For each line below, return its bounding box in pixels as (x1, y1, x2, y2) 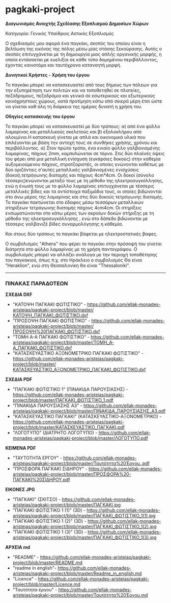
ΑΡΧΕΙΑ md (5, 544, 31, 550)
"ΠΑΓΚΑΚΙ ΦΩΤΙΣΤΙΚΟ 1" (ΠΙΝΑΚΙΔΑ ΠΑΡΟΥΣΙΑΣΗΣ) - (12, 387, 128, 393)
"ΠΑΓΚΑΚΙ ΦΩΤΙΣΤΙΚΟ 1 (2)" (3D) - (12, 518, 87, 524)
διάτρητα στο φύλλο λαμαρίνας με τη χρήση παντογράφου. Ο (5, 246, 137, 252)
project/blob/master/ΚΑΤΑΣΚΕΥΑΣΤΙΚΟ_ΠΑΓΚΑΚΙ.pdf (12, 424, 125, 430)
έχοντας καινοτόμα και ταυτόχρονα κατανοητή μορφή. (5, 62, 122, 68)
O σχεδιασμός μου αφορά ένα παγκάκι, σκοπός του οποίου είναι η (5, 40, 146, 46)
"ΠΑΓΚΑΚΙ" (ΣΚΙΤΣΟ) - (12, 496, 61, 502)
